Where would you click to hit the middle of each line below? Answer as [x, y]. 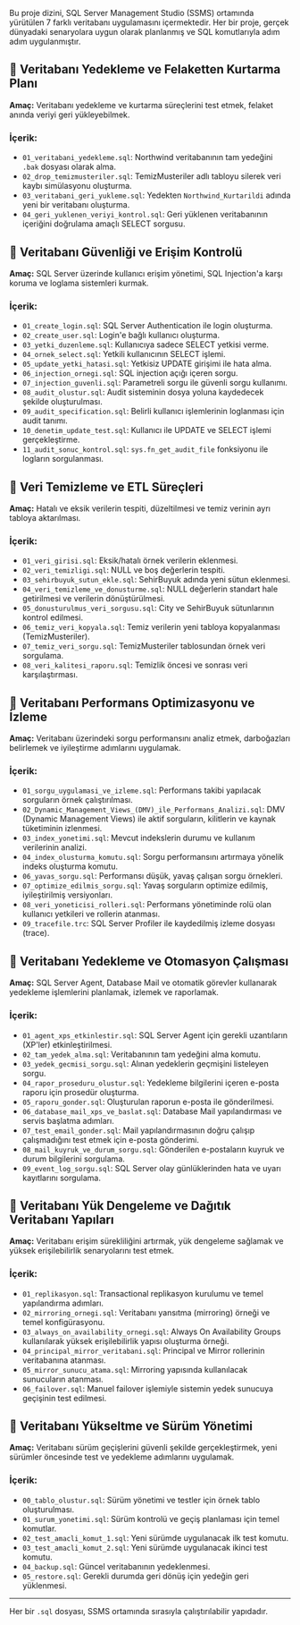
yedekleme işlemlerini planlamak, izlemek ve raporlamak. [114, 992]
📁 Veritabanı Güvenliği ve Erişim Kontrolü [126, 252]
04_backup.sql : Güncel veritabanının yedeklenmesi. [116, 1566]
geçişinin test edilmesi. [64, 1398]
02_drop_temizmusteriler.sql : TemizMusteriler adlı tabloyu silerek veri [151, 176]
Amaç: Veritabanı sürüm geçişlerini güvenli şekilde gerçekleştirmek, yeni [143, 1448]
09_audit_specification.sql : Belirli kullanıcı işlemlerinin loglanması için [153, 412]
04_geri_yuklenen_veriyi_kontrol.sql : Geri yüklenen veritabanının [145, 215]
